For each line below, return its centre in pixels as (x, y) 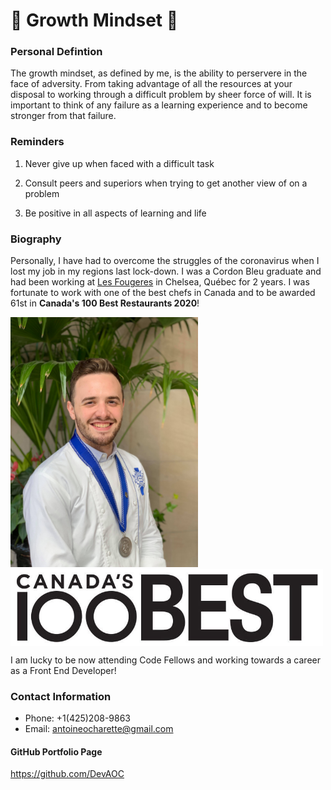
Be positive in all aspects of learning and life (115, 213)
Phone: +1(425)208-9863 (78, 718)
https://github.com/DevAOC (67, 774)
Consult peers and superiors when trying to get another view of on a (166, 183)
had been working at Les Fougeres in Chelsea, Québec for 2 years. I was (160, 282)
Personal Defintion (56, 52)
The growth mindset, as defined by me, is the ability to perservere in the (159, 73)
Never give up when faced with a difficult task (119, 163)
